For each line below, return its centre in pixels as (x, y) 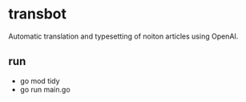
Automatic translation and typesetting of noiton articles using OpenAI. (123, 36)
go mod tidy (40, 80)
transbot (37, 14)
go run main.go (45, 89)
